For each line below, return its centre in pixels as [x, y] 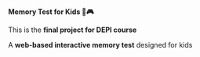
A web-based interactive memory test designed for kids [100, 45]
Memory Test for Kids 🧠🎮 [51, 12]
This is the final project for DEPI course [73, 30]
